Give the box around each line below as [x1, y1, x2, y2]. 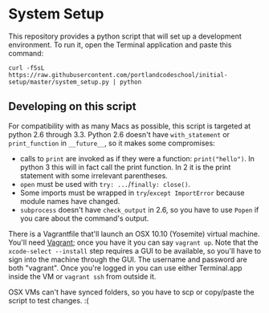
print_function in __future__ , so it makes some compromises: [8, 138, 215, 148]
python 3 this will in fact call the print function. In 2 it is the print [19, 162, 231, 172]
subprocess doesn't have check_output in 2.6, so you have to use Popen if [19, 205, 259, 214]
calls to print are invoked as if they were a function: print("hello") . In [19, 153, 255, 163]
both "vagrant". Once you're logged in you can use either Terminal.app [8, 262, 243, 273]
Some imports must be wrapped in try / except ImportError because [19, 188, 245, 197]
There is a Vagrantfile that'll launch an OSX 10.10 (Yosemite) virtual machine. [8, 229, 260, 238]
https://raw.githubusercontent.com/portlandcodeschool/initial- [8, 71, 228, 79]
